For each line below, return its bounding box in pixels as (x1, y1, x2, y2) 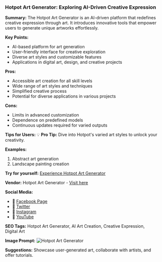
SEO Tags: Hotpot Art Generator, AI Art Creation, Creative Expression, (5, 223, 145, 229)
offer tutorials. (5, 252, 33, 258)
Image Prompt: (5, 238, 35, 244)
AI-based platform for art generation (12, 44, 85, 50)
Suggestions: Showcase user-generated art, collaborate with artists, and (5, 247, 151, 253)
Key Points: (5, 34, 29, 40)
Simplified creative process (12, 88, 67, 94)
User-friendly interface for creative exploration (12, 49, 106, 55)
